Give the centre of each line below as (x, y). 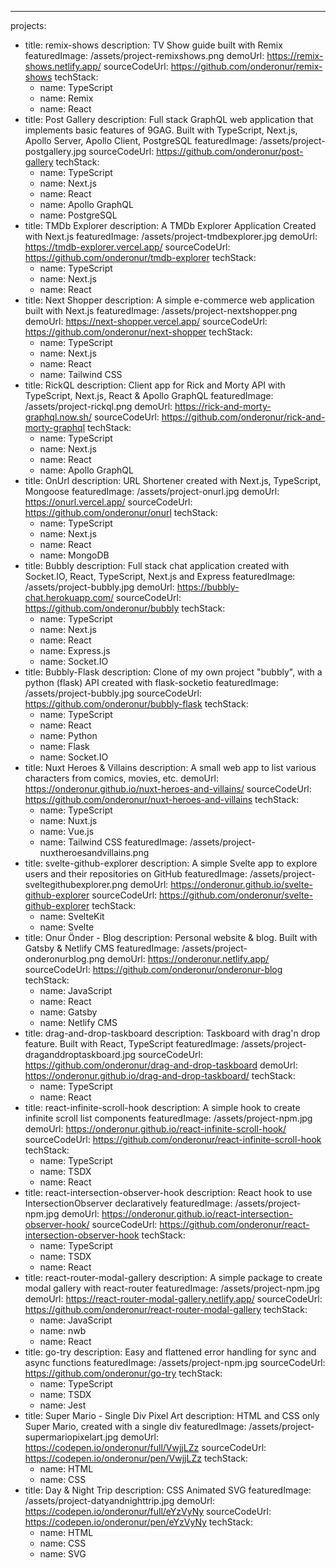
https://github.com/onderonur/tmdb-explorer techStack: (140, 257)
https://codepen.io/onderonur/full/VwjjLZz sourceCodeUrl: (145, 1447)
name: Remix (66, 98)
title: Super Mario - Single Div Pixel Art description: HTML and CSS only (172, 1415)
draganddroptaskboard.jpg (80, 1054)
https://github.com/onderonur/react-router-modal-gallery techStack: (166, 1309)
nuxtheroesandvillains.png (94, 852)
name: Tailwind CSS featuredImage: (113, 842)
